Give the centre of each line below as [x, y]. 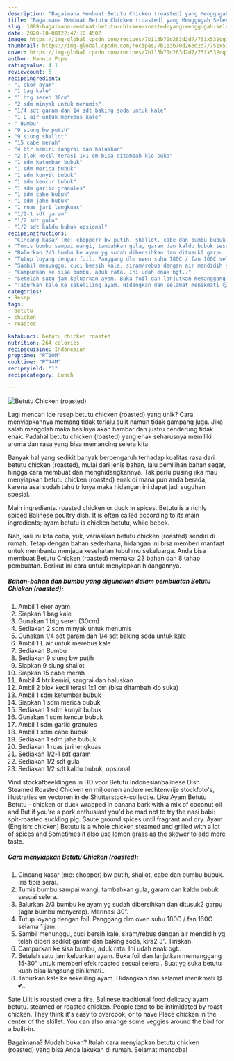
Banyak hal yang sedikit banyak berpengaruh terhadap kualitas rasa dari [111, 457]
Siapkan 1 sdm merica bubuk [59, 702]
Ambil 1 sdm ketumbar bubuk [59, 695]
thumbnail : [24, 46]
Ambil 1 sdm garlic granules [57, 724]
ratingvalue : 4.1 [33, 65]
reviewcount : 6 [30, 72]
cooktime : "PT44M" [34, 362]
